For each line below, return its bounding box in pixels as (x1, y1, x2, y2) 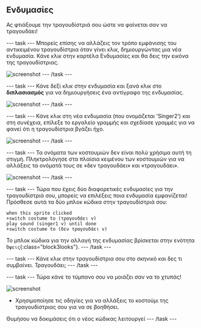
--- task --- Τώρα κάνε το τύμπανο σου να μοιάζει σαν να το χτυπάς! (6, 273, 182, 281)
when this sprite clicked (6, 210, 72, 216)
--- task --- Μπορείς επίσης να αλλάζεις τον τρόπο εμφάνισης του (6, 39, 177, 46)
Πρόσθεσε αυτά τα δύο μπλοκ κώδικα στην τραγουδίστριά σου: (6, 198, 167, 206)
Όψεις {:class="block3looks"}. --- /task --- (6, 243, 111, 250)
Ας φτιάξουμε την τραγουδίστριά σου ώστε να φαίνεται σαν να (6, 21, 167, 28)
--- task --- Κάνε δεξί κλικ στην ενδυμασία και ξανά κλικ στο (6, 82, 162, 89)
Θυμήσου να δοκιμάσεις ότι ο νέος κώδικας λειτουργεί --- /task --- (6, 315, 177, 322)
